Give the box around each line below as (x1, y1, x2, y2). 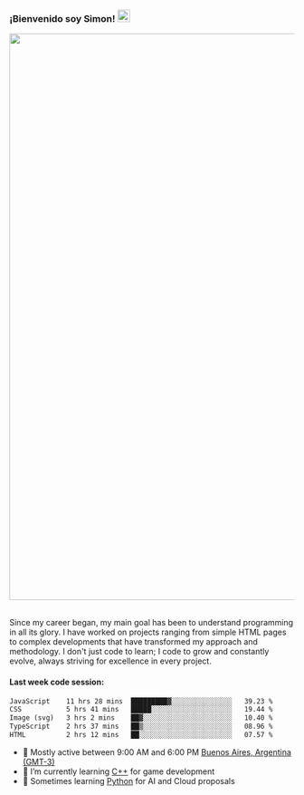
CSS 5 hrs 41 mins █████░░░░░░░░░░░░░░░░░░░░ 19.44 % (9, 705, 273, 714)
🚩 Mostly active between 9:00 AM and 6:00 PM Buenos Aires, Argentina (22, 746, 292, 757)
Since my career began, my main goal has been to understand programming (9, 617, 294, 628)
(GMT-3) (22, 756, 56, 767)
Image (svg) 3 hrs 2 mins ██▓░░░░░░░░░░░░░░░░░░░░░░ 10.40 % (9, 713, 273, 722)
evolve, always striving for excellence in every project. (9, 655, 213, 666)
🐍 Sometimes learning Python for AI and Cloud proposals (22, 775, 235, 786)
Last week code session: (9, 676, 105, 687)
